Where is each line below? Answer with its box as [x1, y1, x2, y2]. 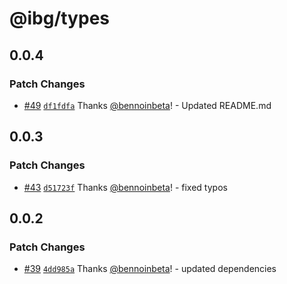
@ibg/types [9, 7, 110, 30]
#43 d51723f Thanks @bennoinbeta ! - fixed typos [23, 181, 228, 193]
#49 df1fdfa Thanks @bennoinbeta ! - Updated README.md [23, 99, 272, 111]
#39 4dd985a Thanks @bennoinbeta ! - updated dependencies [23, 263, 277, 275]
